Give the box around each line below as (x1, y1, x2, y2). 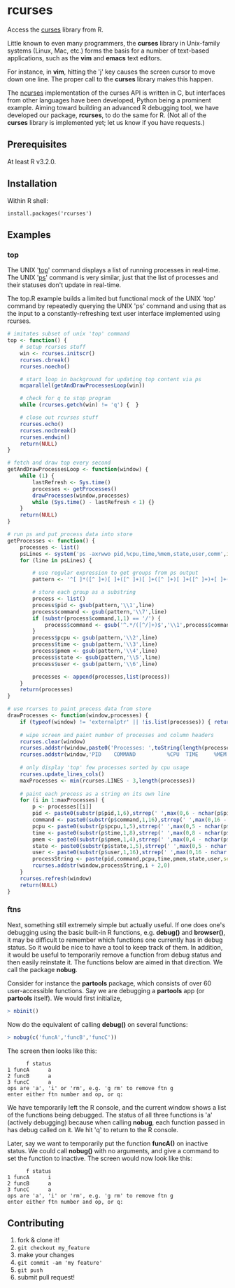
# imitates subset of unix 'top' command (7, 331, 130, 338)
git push (17, 1267, 43, 1274)
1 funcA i (7, 1174, 52, 1181)
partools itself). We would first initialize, (7, 994, 122, 1002)
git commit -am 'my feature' (17, 1259, 103, 1267)
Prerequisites (7, 139, 67, 151)
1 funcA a (7, 1066, 52, 1073)
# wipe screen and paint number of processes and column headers (20, 731, 215, 738)
